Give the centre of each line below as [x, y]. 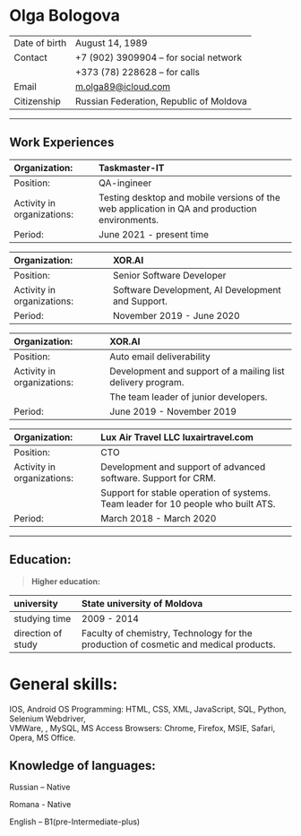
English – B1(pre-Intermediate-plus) [75, 822]
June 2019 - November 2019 [173, 411]
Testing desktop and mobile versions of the [189, 197]
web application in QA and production [177, 209]
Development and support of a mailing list [197, 371]
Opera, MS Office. [43, 737]
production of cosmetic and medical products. [179, 644]
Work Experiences [62, 143]
